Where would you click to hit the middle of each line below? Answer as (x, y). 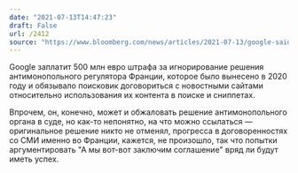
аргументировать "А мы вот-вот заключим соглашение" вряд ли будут (144, 150)
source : (24, 42)
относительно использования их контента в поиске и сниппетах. (132, 95)
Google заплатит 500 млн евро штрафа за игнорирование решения (137, 67)
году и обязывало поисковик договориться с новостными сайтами (137, 86)
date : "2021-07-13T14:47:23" (63, 17)
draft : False (33, 26)
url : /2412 (29, 34)
